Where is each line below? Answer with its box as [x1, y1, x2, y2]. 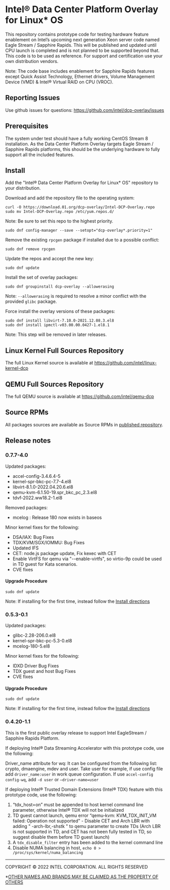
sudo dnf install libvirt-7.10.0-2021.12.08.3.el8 [5, 318, 114, 323]
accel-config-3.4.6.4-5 [12, 473, 61, 479]
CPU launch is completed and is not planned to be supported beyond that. [5, 47, 160, 53]
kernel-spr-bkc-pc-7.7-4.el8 [12, 478, 72, 484]
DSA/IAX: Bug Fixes [12, 534, 54, 540]
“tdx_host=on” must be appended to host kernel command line [12, 802, 144, 808]
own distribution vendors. [5, 58, 59, 64]
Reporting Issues [5, 94, 60, 102]
